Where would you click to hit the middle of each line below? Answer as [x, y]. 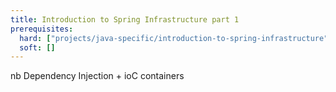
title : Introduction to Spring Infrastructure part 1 [125, 19]
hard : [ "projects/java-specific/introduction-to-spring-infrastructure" [174, 38]
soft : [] [37, 47]
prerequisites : [42, 29]
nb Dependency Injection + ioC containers [97, 76]
